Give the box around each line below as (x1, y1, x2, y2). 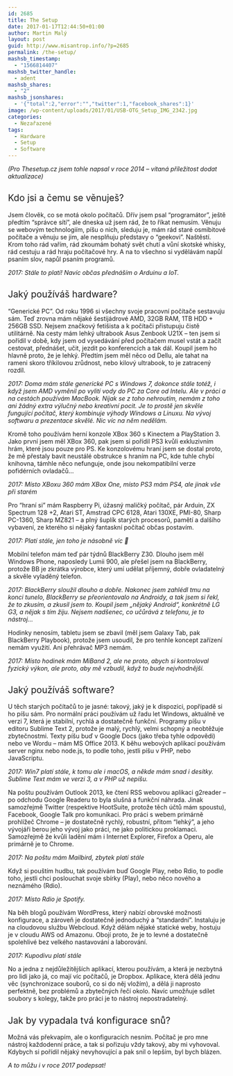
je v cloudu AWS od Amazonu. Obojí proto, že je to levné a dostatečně (8, 931, 209, 939)
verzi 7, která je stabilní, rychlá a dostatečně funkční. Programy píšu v (8, 717, 207, 725)
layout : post (8, 36, 46, 43)
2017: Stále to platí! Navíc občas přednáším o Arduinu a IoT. (8, 268, 180, 276)
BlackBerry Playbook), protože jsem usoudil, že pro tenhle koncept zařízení (8, 636, 223, 644)
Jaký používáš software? (8, 684, 115, 696)
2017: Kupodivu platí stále (8, 952, 82, 960)
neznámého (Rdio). (8, 882, 62, 890)
